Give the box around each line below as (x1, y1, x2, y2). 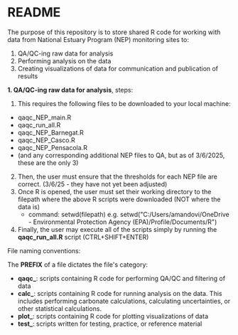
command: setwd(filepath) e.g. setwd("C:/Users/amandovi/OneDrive (28, 210, 229, 218)
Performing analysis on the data (17, 56, 112, 65)
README (7, 4, 61, 21)
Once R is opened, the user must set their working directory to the (17, 187, 212, 196)
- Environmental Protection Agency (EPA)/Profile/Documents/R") (28, 218, 217, 226)
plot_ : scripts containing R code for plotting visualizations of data (17, 312, 208, 320)
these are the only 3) (17, 158, 79, 167)
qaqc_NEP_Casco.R (17, 136, 76, 144)
